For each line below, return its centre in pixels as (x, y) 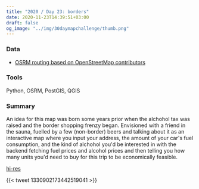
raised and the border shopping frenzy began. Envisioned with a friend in (96, 125)
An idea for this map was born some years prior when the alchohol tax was (98, 119)
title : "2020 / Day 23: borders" (48, 12)
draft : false (22, 23)
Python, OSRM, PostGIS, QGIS (43, 91)
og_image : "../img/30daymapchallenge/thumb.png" (68, 28)
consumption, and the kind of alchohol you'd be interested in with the (91, 144)
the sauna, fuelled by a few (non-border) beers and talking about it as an (95, 132)
